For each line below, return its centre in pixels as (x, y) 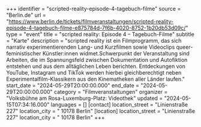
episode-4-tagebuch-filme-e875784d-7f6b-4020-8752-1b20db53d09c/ (96, 28)
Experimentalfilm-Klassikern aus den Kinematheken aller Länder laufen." (95, 79)
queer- (184, 47)
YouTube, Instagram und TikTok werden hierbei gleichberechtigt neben (94, 73)
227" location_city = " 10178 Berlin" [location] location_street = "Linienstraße (101, 111)
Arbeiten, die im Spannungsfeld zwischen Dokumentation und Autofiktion (97, 60)
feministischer (24, 53)
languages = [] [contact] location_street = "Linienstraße (119, 104)
